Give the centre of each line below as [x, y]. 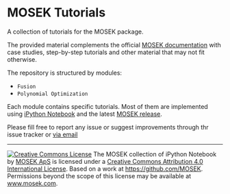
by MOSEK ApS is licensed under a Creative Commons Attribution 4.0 [105, 161]
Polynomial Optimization [52, 94]
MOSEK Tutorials [56, 13]
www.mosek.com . [33, 183]
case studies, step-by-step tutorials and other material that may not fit [106, 52]
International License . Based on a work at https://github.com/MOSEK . [105, 169]
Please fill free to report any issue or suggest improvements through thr [108, 127]
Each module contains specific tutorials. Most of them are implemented [108, 106]
